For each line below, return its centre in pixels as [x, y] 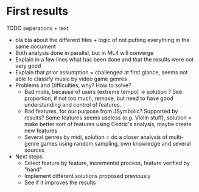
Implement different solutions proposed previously [87, 176]
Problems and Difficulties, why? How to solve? [73, 85]
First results [37, 11]
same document [35, 46]
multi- [176, 137]
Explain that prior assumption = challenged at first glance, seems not [101, 72]
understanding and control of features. [73, 104]
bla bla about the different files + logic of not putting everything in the [102, 40]
